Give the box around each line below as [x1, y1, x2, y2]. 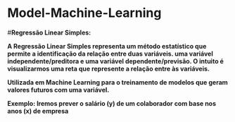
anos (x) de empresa [7, 106, 69, 115]
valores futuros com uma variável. [7, 85, 110, 94]
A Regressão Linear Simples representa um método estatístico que [7, 42, 207, 50]
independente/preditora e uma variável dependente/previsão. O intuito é [7, 56, 224, 65]
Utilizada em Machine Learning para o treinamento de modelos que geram [7, 78, 229, 86]
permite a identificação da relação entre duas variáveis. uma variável [7, 49, 213, 58]
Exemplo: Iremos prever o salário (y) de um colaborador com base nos [7, 99, 217, 107]
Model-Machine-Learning [7, 5, 162, 21]
